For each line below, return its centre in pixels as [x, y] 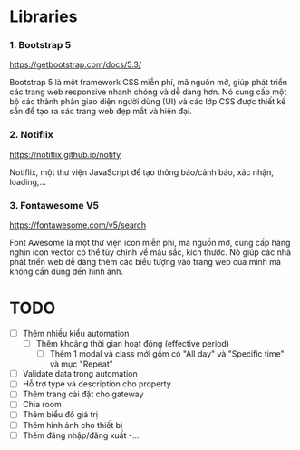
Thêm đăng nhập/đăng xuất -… [81, 435]
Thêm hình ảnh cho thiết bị [73, 425]
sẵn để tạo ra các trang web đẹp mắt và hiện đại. [101, 112]
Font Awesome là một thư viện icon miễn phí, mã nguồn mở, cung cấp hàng [150, 243]
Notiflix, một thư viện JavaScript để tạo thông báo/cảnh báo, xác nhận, [142, 172]
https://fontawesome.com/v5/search [78, 225]
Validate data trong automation [80, 374]
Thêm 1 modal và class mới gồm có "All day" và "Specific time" [167, 354]
